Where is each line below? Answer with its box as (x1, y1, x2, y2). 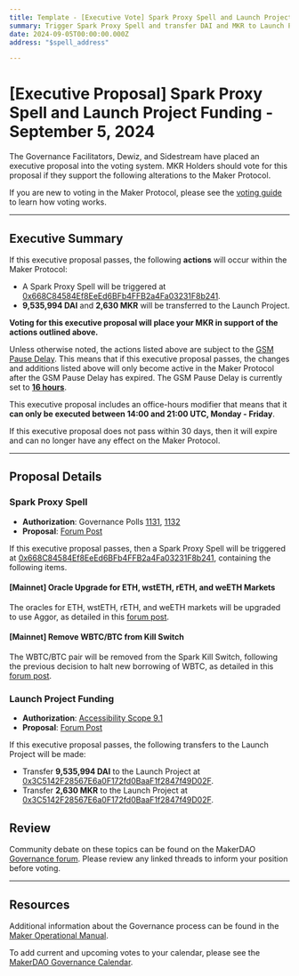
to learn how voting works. (9, 197, 107, 207)
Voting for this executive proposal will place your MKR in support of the (9, 318, 279, 327)
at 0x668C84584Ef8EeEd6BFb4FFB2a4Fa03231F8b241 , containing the (9, 553, 271, 563)
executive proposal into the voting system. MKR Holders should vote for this (9, 161, 287, 172)
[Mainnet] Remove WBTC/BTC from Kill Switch (9, 632, 185, 642)
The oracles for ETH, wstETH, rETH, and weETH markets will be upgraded (9, 601, 281, 612)
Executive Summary (9, 230, 124, 246)
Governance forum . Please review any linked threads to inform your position (9, 853, 288, 864)
